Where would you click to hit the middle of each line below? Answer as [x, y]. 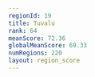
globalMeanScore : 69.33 [48, 46]
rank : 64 [23, 30]
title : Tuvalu [32, 23]
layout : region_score [44, 61]
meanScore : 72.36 [37, 38]
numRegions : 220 [35, 53]
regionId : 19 [30, 16]
